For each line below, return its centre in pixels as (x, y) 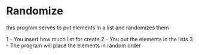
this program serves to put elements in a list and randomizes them (88, 27)
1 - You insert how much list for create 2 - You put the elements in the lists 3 (99, 39)
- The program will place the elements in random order (74, 45)
